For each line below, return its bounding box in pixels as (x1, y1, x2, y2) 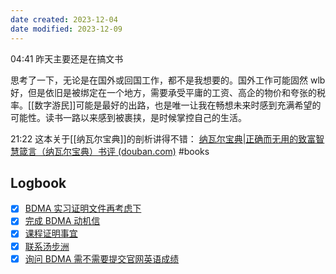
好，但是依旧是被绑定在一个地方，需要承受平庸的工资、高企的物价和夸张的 (10, 86, 317, 98)
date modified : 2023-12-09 (10, 24, 123, 34)
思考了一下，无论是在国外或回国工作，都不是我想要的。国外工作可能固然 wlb (10, 74, 326, 86)
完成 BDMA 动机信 (24, 215, 101, 227)
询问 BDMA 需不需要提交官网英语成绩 (24, 252, 180, 265)
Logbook (10, 174, 67, 191)
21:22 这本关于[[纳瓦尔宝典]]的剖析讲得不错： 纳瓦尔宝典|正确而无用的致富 (10, 132, 317, 145)
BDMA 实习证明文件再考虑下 (24, 202, 142, 215)
